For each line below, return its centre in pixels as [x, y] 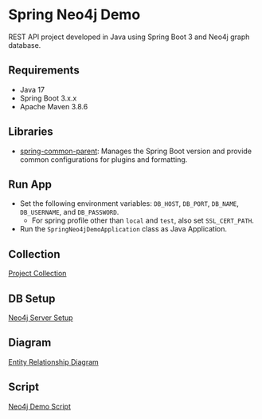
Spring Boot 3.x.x [48, 98]
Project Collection [37, 274]
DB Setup [32, 298]
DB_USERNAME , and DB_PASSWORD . [69, 212]
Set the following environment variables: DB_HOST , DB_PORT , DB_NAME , [129, 204]
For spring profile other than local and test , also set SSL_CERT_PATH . [143, 220]
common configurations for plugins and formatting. [104, 159]
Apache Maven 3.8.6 [54, 106]
